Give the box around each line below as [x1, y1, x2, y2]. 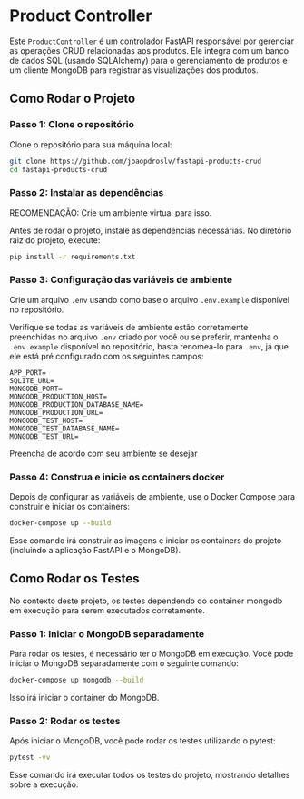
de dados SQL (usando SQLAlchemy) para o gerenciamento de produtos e [9, 55, 288, 66]
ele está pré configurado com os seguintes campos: [9, 350, 204, 361]
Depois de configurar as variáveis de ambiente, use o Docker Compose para [9, 491, 295, 502]
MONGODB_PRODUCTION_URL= [9, 408, 103, 417]
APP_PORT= [9, 368, 47, 378]
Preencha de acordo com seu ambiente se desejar [9, 448, 198, 459]
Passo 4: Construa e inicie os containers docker [9, 470, 225, 483]
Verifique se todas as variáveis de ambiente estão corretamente [9, 321, 249, 332]
